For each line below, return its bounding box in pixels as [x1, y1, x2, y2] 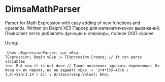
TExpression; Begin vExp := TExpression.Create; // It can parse [5, 54, 142, 60]
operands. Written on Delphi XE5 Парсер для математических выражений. [5, 25, 161, 31]
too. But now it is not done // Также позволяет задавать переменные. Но [5, 63, 160, 68]
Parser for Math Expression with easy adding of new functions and [5, 20, 140, 26]
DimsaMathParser [5, 3, 81, 15]
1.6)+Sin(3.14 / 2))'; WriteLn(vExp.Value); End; [5, 72, 109, 77]
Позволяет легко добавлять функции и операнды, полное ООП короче [5, 30, 154, 36]
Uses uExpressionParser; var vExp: [7, 50, 80, 55]
